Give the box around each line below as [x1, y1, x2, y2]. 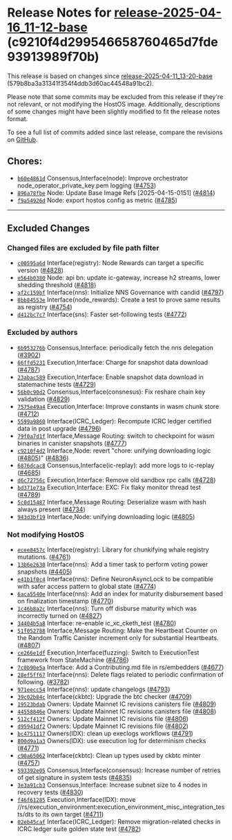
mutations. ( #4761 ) [17, 553, 71, 561]
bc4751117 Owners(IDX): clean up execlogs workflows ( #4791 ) [17, 729, 193, 738]
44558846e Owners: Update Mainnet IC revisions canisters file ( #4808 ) [17, 707, 216, 715]
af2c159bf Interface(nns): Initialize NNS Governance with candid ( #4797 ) [17, 289, 224, 297]
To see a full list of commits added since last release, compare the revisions [7, 128, 223, 136]
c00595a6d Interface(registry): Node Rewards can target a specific [17, 259, 204, 267]
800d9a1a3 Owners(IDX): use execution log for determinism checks [17, 737, 206, 745]
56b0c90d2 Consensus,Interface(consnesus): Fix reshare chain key [17, 387, 206, 396]
